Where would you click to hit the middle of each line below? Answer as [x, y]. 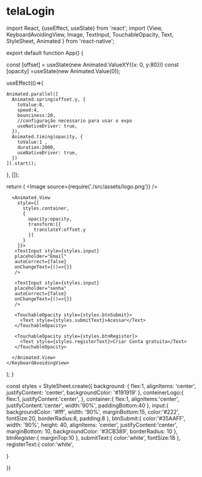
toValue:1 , [32, 142]
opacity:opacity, [50, 219]
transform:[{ [45, 224]
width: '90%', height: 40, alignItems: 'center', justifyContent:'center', [92, 425]
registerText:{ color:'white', [40, 444]
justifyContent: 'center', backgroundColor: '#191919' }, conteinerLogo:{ [95, 392]
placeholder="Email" [41, 256]
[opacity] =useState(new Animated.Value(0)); [63, 71]
